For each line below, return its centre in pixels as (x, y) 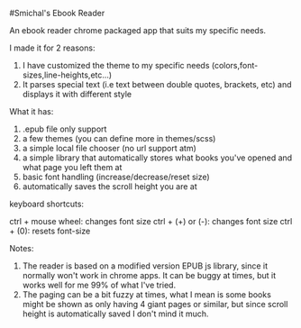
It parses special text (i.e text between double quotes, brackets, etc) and (157, 84)
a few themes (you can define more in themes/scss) (119, 138)
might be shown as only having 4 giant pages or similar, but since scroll (155, 304)
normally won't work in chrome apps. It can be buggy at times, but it (149, 275)
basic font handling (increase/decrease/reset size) (116, 177)
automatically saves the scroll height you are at (110, 187)
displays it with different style (77, 94)
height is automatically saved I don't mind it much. (115, 314)
